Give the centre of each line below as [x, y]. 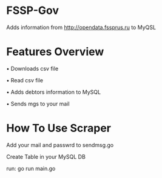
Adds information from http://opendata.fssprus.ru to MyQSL [81, 27]
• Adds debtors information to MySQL [54, 92]
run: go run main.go [31, 168]
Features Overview [55, 52]
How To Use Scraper [59, 128]
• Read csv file [25, 80]
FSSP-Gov [33, 11]
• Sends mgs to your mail [38, 104]
